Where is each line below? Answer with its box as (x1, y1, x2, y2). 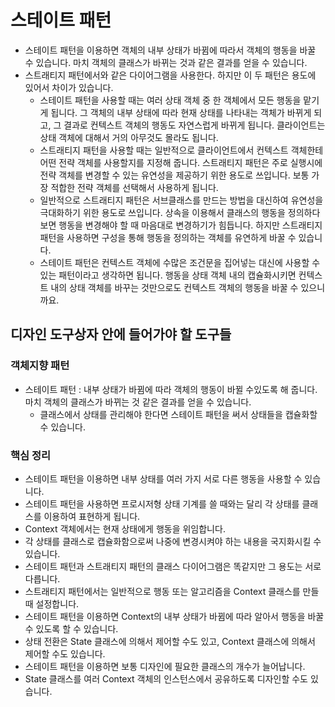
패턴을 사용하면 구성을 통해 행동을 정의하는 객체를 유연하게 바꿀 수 (39, 231, 297, 243)
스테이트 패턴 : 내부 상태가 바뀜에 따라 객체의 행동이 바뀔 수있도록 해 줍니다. (24, 383, 318, 395)
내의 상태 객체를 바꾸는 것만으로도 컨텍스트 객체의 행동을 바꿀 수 (50, 281, 299, 293)
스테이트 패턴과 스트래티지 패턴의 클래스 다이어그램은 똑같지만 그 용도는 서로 (24, 560, 322, 572)
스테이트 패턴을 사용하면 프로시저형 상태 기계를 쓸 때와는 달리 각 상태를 (24, 497, 300, 510)
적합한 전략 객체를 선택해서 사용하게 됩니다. (50, 181, 219, 193)
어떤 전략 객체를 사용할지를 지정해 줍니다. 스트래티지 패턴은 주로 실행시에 (39, 156, 323, 168)
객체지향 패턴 (10, 359, 70, 373)
